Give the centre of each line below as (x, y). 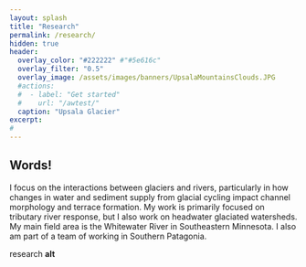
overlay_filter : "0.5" (61, 69)
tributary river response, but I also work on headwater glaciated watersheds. (153, 217)
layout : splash (38, 18)
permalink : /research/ (53, 35)
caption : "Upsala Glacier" (69, 112)
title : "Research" (44, 27)
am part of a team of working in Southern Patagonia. (108, 236)
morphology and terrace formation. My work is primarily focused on (137, 207)
